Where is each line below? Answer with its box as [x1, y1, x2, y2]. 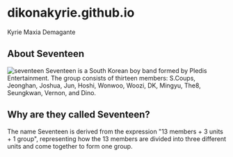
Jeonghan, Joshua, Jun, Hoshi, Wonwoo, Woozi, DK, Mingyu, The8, [7, 81, 202, 90]
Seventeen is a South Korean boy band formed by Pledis [45, 66, 207, 74]
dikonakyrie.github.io [7, 5, 135, 21]
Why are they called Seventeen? [7, 109, 151, 121]
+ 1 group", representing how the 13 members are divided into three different [7, 134, 227, 143]
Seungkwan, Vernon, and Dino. [7, 88, 96, 97]
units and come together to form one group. [7, 142, 134, 150]
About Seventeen [7, 48, 85, 60]
